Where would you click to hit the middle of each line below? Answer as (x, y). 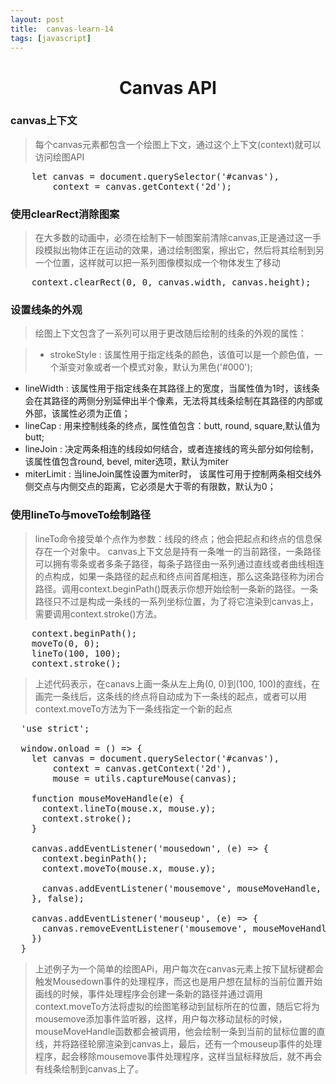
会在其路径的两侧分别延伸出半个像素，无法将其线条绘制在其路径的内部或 (173, 401)
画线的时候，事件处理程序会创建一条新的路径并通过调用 (148, 993)
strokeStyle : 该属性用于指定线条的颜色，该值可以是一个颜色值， (182, 355)
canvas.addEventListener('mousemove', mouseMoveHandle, (181, 888)
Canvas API (168, 87)
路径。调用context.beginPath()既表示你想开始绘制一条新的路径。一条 (176, 588)
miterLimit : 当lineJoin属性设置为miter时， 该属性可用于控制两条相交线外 (173, 474)
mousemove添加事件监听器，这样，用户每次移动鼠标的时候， (161, 1018)
